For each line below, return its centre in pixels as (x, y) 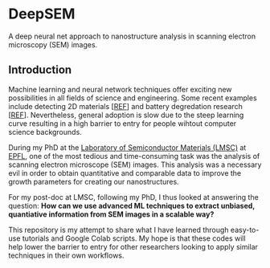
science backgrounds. (45, 132)
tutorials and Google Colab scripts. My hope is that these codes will (134, 238)
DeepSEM (42, 14)
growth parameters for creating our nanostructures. (94, 181)
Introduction (40, 70)
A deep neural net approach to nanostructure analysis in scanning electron (132, 36)
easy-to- (245, 229)
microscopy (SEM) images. (53, 44)
